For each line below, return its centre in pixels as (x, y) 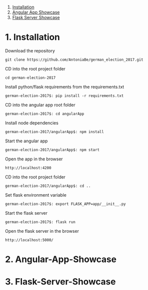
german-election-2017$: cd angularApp (45, 114)
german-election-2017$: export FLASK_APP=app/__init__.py (65, 204)
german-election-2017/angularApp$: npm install (55, 132)
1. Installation (33, 37)
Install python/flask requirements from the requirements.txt (65, 87)
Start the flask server (26, 213)
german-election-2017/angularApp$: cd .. (48, 186)
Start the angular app (26, 141)
